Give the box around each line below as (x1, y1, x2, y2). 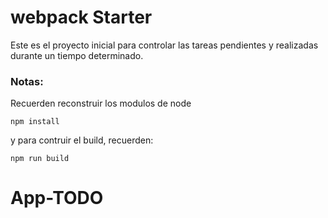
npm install (10, 117, 60, 127)
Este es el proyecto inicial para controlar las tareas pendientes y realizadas (10, 39, 319, 51)
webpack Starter (10, 6, 153, 29)
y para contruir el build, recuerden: (10, 134, 154, 146)
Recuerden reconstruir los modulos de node (10, 97, 192, 110)
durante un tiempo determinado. (10, 49, 144, 61)
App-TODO (10, 187, 104, 210)
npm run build (10, 154, 70, 164)
